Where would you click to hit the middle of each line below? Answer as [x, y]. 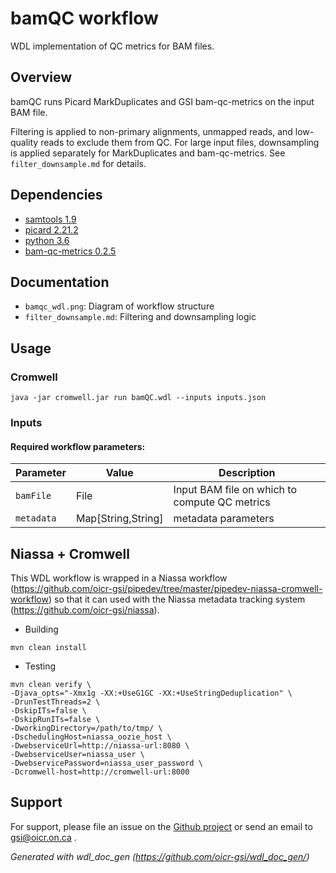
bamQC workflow [84, 18]
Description [247, 473]
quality [24, 142]
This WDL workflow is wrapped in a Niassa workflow [119, 578]
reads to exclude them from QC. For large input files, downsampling [180, 142]
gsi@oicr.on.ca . [43, 837]
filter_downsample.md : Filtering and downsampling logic [140, 317]
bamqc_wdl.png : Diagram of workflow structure [119, 306]
